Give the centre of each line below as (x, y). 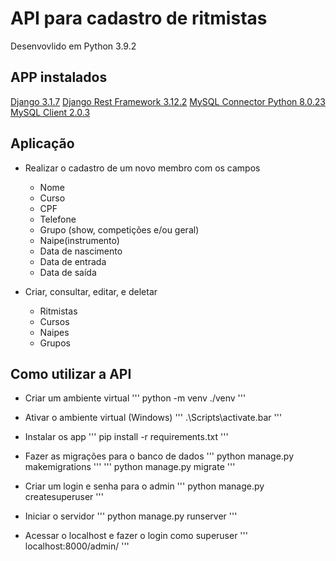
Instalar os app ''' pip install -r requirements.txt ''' (126, 437)
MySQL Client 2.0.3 (50, 112)
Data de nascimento (81, 251)
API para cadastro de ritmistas (139, 18)
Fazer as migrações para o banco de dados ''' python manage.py (159, 456)
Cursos (54, 321)
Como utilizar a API (71, 373)
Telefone (58, 219)
